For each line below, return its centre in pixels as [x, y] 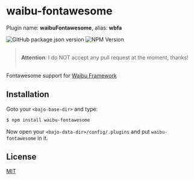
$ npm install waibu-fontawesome [48, 120]
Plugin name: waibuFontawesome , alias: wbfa [64, 28]
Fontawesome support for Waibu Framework [62, 75]
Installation [28, 95]
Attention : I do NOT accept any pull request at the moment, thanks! [105, 57]
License [21, 157]
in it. [42, 138]
